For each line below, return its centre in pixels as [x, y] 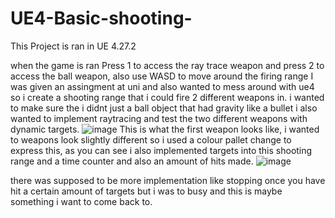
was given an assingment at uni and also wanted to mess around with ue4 [162, 86]
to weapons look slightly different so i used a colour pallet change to [151, 139]
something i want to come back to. [81, 201]
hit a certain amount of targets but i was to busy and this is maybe [146, 191]
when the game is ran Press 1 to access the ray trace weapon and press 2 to [167, 65]
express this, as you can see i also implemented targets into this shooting [161, 150]
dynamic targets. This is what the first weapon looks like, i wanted [165, 129]
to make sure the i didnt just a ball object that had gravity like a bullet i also [164, 108]
